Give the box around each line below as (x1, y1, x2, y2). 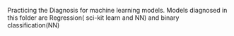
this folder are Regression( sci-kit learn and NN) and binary (7, 13, 180, 22)
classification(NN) (7, 21, 60, 29)
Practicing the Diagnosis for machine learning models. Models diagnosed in (7, 6, 228, 14)
